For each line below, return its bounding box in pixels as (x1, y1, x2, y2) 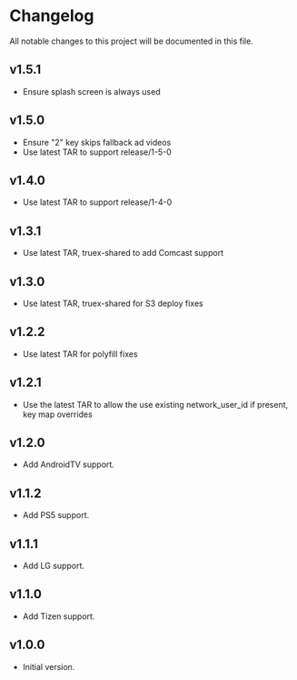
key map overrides (22, 409, 93, 420)
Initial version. (22, 661, 75, 672)
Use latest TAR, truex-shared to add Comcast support (22, 248, 224, 259)
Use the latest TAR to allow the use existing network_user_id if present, (22, 399, 289, 410)
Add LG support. (22, 561, 84, 572)
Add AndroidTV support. (22, 459, 115, 470)
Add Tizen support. (22, 611, 95, 622)
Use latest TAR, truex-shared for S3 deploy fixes (22, 298, 203, 309)
